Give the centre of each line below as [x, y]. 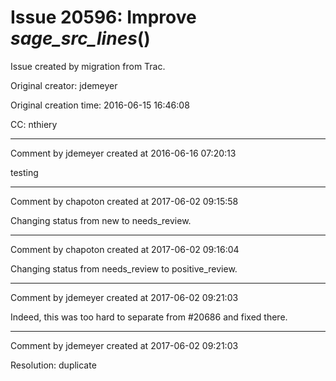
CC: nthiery [34, 124]
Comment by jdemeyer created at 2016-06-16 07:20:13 [123, 153]
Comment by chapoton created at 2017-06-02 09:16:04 [125, 249]
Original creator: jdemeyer [64, 85]
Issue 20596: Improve [103, 17]
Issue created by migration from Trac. [88, 66]
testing [24, 172]
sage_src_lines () [80, 38]
